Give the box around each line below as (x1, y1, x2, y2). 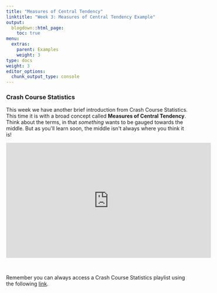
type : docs (6, 57, 33, 63)
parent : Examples (16, 47, 59, 53)
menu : (6, 36, 19, 42)
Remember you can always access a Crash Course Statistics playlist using (6, 274, 185, 281)
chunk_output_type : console (11, 74, 80, 80)
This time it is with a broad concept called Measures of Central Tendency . (6, 112, 186, 120)
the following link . (6, 280, 49, 287)
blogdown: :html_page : (11, 25, 64, 31)
